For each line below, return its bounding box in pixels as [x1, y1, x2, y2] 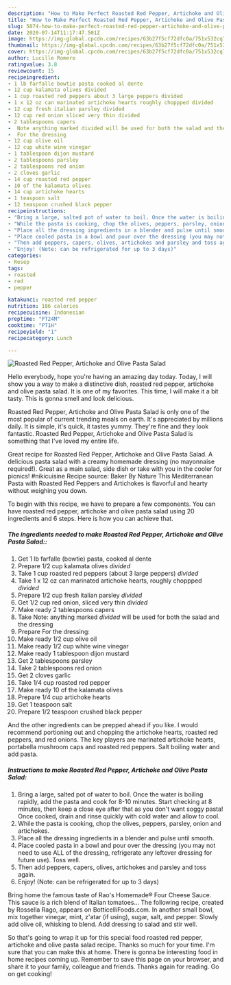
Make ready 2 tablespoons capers [17, 606, 115, 614]
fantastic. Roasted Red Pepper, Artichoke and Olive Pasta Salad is [8, 430, 193, 438]
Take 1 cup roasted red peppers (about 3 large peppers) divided [17, 570, 199, 578]
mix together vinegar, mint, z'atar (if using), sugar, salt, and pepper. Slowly [8, 913, 219, 921]
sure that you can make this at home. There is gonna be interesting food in [8, 948, 218, 956]
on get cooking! [8, 970, 52, 978]
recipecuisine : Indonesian [8, 309, 85, 316]
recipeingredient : [8, 73, 60, 81]
